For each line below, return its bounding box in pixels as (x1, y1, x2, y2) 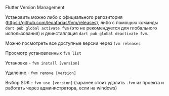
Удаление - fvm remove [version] (5, 70, 76, 76)
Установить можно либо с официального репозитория (5, 14, 123, 20)
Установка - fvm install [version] (5, 60, 80, 66)
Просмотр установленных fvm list (5, 50, 82, 56)
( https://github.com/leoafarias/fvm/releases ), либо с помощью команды (5, 20, 158, 25)
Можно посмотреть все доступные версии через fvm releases (5, 40, 141, 46)
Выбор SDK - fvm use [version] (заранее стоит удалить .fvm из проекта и (5, 80, 164, 85)
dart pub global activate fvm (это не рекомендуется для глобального (5, 25, 157, 31)
